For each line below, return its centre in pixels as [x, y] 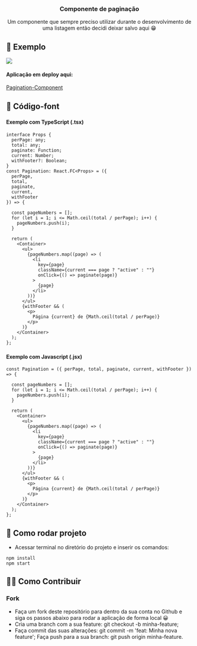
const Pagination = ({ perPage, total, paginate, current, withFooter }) [99, 369]
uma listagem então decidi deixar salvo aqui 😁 [99, 28]
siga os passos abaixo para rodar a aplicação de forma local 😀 [91, 617]
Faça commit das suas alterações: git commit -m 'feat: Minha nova [96, 630]
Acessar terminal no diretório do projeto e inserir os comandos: [92, 547]
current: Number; [33, 155]
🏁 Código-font [33, 106]
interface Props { [29, 135]
